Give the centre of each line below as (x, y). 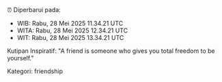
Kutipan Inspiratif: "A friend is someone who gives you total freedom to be (111, 51)
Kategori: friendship (35, 71)
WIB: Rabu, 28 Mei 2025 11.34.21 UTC (70, 23)
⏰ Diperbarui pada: (34, 10)
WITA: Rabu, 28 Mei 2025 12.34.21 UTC (72, 30)
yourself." (20, 58)
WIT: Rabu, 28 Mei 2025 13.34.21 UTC (70, 38)
